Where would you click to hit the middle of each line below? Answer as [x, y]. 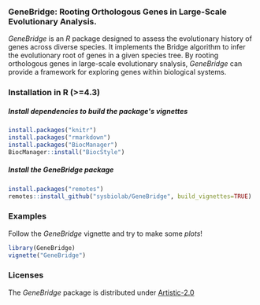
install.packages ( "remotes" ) [56, 189]
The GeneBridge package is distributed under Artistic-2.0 [101, 292]
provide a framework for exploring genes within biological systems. [117, 72]
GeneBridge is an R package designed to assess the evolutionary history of [130, 39]
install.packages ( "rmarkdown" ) [59, 138]
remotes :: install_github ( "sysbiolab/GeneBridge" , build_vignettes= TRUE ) [130, 196]
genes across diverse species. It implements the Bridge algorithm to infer [127, 47]
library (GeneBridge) [42, 248]
